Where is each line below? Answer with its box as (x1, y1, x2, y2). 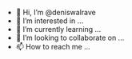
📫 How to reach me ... (15, 42, 90, 51)
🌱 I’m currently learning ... (15, 25, 102, 33)
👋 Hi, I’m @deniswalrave (15, 8, 96, 17)
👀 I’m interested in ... (15, 16, 84, 26)
